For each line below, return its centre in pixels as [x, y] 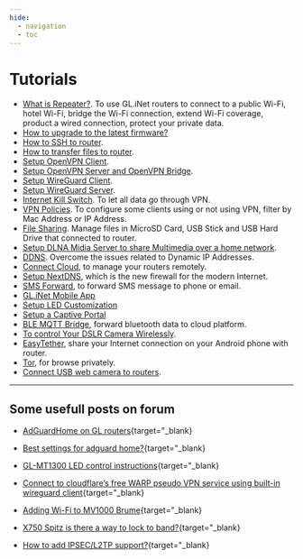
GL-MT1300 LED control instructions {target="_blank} [120, 466]
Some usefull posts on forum [92, 409]
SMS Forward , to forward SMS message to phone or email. [132, 286]
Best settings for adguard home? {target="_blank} [114, 448]
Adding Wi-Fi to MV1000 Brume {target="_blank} [112, 510]
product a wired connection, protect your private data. [123, 124]
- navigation [42, 26]
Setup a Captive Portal [64, 315]
